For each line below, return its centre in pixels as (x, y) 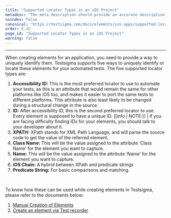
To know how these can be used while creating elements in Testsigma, (79, 190)
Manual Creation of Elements (43, 205)
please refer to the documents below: (45, 195)
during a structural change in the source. (55, 105)
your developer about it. (38, 127)
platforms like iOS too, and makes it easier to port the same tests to (83, 94)
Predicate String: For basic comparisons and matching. (71, 170)
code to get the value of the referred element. (61, 137)
